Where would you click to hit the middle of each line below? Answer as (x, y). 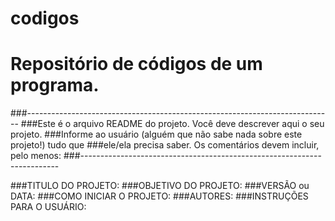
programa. (55, 85)
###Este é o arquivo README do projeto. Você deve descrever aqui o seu (172, 124)
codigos (45, 18)
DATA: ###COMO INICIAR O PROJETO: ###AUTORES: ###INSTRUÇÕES (159, 196)
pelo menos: (36, 156)
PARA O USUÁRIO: (48, 207)
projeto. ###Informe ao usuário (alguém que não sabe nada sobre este (156, 134)
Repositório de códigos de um (136, 64)
